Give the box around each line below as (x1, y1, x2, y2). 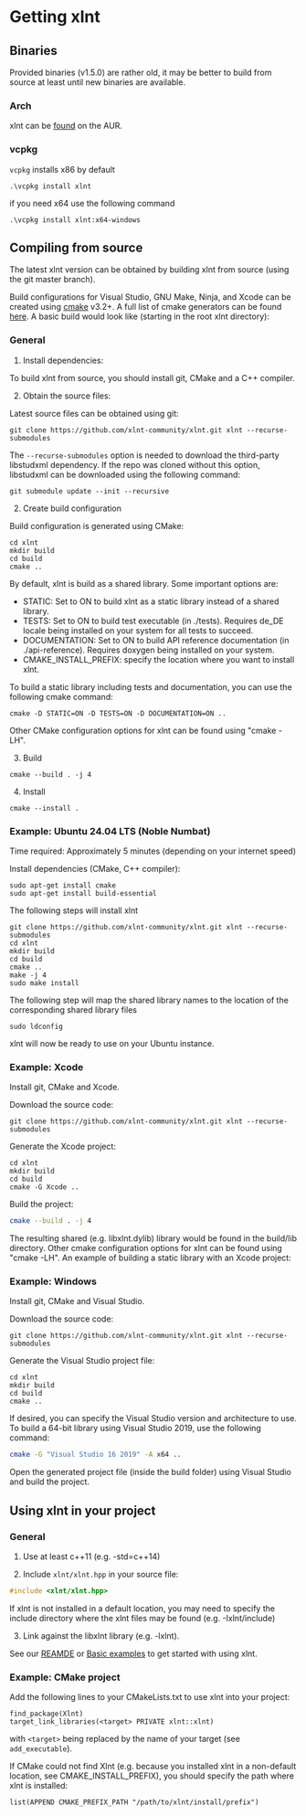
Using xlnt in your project (9, 1503, 156, 1518)
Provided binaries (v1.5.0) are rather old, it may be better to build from (9, 67, 272, 78)
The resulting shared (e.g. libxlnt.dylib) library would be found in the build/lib (9, 1233, 297, 1244)
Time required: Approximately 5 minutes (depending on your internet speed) (9, 845, 297, 856)
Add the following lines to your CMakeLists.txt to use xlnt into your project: (9, 1692, 290, 1703)
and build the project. (9, 1476, 90, 1487)
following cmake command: (9, 691, 113, 702)
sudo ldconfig (9, 1022, 64, 1031)
